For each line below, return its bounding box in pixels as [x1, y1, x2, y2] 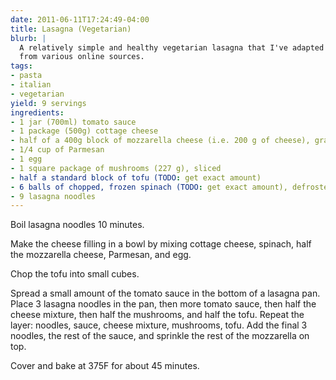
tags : [10, 61, 33, 71]
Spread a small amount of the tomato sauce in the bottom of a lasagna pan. [10, 287, 321, 300]
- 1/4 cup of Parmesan [10, 145, 105, 155]
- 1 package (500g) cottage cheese [10, 126, 159, 136]
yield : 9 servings [10, 98, 87, 108]
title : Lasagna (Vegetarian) [10, 24, 132, 34]
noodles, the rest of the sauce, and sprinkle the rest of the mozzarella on [10, 330, 310, 342]
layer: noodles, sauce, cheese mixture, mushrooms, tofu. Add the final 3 [10, 319, 308, 331]
